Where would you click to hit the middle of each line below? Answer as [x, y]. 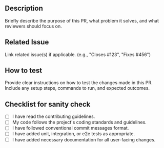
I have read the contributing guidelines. [54, 116]
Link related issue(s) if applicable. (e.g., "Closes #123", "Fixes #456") [78, 54]
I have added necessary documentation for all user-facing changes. [84, 139]
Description [24, 8]
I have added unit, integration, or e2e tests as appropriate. [74, 134]
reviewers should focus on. [33, 26]
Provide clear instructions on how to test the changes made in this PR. [79, 83]
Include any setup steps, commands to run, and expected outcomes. [77, 88]
